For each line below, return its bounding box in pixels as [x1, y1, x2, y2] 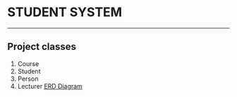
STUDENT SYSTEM [7, 4, 122, 20]
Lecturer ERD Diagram [17, 82, 83, 90]
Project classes [7, 41, 76, 53]
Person [17, 75, 39, 83]
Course [17, 59, 39, 67]
